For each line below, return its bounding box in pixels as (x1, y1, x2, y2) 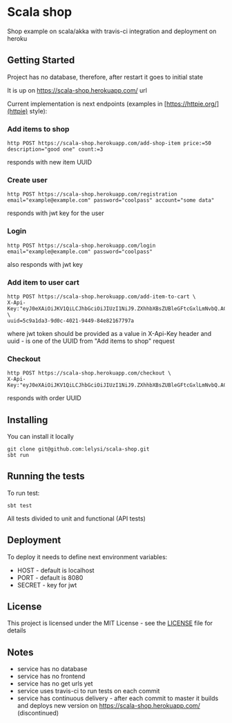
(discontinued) (17, 709, 59, 717)
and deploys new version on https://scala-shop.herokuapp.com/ (17, 702, 200, 710)
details (7, 626, 26, 635)
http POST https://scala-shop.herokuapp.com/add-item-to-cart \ (7, 293, 196, 300)
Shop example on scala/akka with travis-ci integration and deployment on (7, 27, 217, 35)
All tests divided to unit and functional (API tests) (7, 514, 146, 523)
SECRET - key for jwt (17, 581, 77, 589)
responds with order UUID (7, 394, 81, 402)
